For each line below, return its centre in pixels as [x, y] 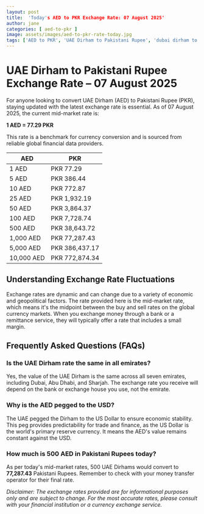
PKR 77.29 [66, 168]
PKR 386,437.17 [75, 248]
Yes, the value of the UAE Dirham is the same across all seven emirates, [97, 376]
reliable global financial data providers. [55, 143]
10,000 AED [27, 258]
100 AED [22, 218]
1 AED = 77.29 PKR [30, 125]
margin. [16, 326]
